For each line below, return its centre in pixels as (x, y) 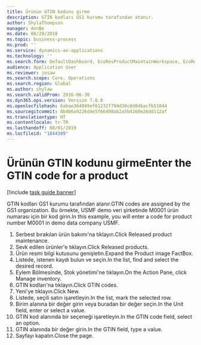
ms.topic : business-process (42, 39)
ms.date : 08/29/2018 (33, 34)
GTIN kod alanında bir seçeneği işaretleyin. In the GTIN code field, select (104, 316)
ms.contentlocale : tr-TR (38, 123)
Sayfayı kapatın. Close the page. (54, 335)
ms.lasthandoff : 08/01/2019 (42, 128)
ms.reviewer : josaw (31, 73)
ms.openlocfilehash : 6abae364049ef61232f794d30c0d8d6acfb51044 (87, 106)
